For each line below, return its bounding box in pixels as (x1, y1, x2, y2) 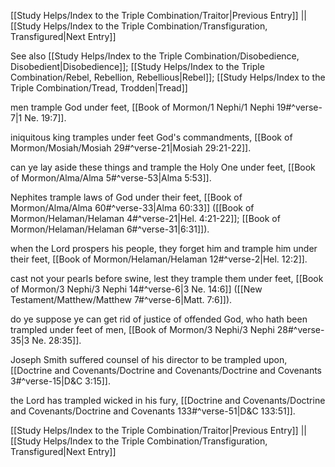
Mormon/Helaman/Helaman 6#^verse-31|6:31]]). (10, 223, 210, 235)
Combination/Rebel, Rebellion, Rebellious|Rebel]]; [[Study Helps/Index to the (10, 71, 326, 83)
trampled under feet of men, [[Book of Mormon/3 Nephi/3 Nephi (10, 324, 275, 335)
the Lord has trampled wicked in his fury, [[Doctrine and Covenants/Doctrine (10, 395, 326, 406)
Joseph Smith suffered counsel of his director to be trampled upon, (10, 354, 288, 365)
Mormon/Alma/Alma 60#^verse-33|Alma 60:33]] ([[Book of (10, 202, 255, 214)
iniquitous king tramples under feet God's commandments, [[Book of (10, 131, 293, 143)
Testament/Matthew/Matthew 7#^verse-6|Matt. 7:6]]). (10, 294, 233, 305)
